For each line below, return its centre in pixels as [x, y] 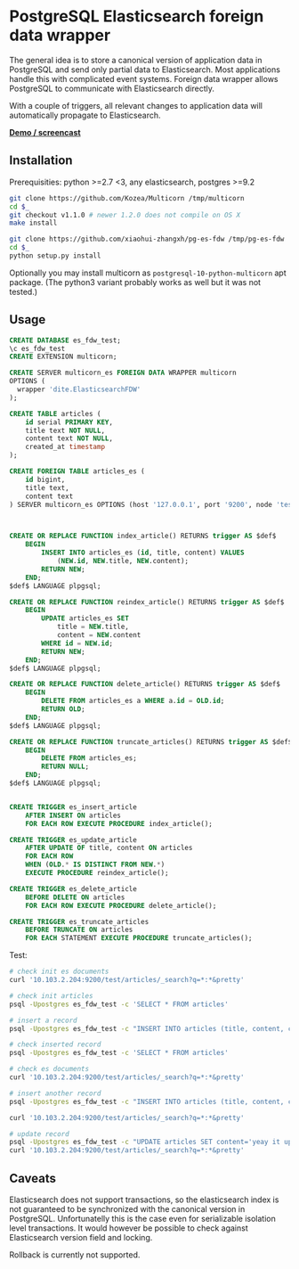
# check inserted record [55, 1044]
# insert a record [43, 1020]
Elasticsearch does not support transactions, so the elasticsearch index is [144, 1199]
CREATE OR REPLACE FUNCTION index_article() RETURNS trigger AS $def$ [143, 536]
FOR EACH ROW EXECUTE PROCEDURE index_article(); [119, 823]
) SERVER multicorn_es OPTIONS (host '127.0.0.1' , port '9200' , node [141, 504]
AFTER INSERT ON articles [73, 815]
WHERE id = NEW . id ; [77, 643]
